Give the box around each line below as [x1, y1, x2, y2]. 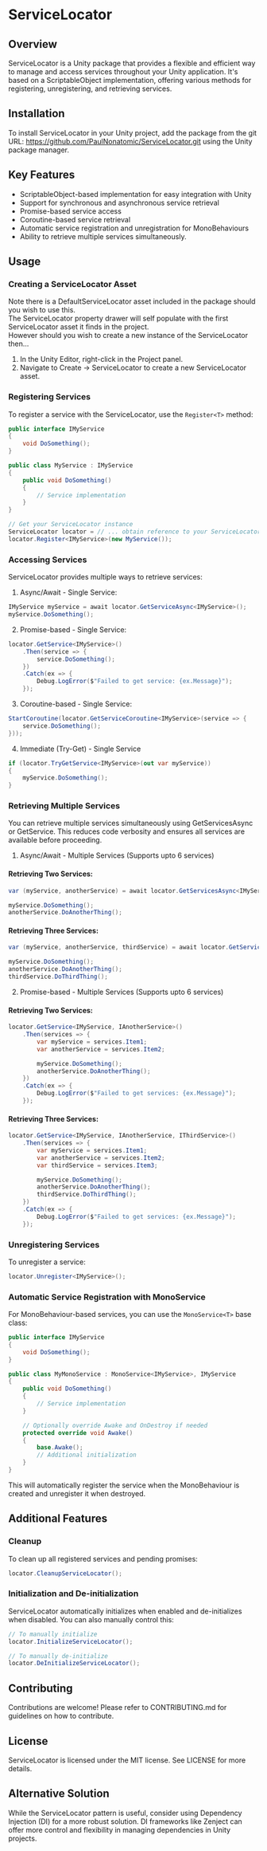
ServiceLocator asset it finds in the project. [8, 322, 149, 332]
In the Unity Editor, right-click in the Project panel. [19, 355, 184, 364]
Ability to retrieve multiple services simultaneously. [19, 231, 187, 241]
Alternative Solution [8, 1787, 110, 1801]
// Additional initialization [37, 1451, 137, 1460]
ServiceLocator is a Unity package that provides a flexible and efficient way [8, 58, 256, 68]
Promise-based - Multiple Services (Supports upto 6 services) [19, 987, 224, 996]
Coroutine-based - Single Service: [19, 699, 133, 709]
